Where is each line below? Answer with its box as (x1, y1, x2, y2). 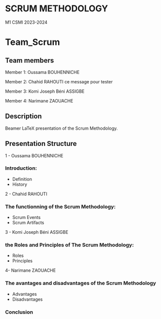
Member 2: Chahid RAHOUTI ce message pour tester (5, 78, 113, 84)
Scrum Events (12, 214, 41, 220)
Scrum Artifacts (12, 220, 44, 226)
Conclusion (5, 309, 33, 316)
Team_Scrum (5, 36, 60, 48)
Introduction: (5, 165, 37, 172)
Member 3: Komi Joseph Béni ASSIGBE (5, 88, 85, 94)
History (12, 181, 28, 187)
